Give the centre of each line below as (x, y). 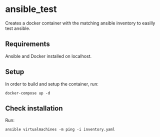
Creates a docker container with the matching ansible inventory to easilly (80, 23)
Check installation (34, 108)
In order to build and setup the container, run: (52, 84)
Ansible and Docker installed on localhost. (48, 56)
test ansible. (18, 28)
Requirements (27, 44)
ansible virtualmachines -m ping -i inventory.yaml (60, 129)
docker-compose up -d (28, 93)
